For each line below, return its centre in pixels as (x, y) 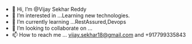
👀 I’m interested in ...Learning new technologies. (71, 15)
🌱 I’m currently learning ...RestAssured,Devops (69, 22)
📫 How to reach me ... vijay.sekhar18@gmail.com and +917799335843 (99, 35)
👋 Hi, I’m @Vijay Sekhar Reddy (49, 9)
